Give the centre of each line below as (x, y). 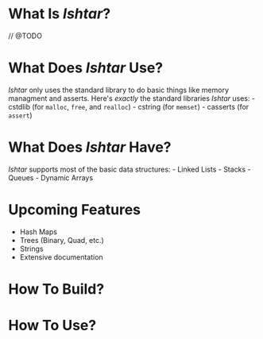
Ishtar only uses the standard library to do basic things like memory (118, 90)
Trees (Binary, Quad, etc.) (62, 240)
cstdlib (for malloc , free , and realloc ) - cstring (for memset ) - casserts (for (129, 106)
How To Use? (52, 326)
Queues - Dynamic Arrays (51, 177)
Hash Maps (39, 232)
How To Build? (56, 289)
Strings (31, 248)
